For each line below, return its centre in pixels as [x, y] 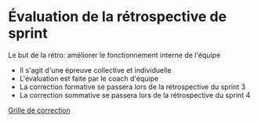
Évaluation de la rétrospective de [118, 17]
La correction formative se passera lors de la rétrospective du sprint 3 [132, 87]
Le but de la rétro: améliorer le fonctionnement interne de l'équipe [114, 55]
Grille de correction [39, 110]
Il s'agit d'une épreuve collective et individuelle [95, 70]
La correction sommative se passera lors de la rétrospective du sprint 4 [135, 95]
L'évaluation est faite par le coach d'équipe [89, 78]
